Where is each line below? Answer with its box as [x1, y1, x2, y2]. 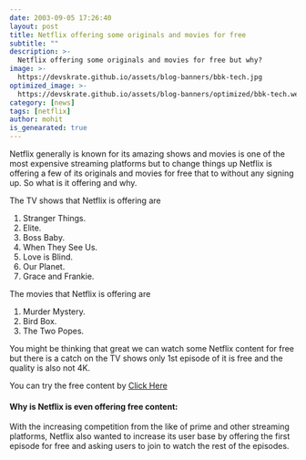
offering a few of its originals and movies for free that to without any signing [9, 168, 294, 179]
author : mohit [9, 115, 64, 124]
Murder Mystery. [22, 306, 87, 317]
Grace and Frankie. [22, 271, 95, 281]
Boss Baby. [22, 232, 66, 242]
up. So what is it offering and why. [9, 178, 138, 188]
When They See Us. [22, 242, 98, 252]
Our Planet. [22, 261, 66, 271]
